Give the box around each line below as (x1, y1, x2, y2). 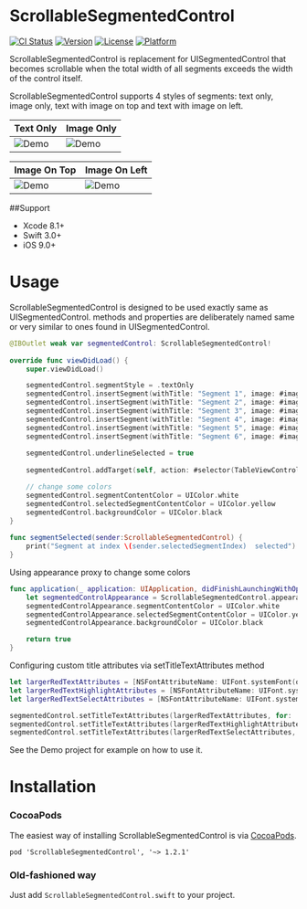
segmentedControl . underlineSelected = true (26, 449, 195, 458)
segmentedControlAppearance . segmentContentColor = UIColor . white (26, 601, 281, 610)
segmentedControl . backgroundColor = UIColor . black (26, 508, 223, 517)
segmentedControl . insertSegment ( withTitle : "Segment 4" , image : (26, 415, 276, 424)
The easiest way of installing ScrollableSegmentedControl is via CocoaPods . (9, 830, 297, 840)
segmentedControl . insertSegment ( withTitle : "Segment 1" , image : (26, 389, 276, 398)
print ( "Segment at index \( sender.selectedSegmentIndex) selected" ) (26, 542, 297, 551)
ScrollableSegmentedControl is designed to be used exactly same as (9, 301, 269, 312)
